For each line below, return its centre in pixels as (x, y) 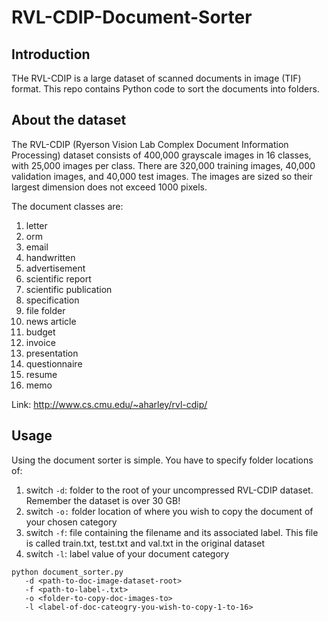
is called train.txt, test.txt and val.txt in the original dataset (145, 543)
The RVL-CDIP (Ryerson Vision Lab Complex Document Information (150, 144)
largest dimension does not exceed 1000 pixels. (109, 187)
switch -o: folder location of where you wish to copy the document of (169, 511)
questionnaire (54, 363)
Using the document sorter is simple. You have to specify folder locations (162, 460)
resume (41, 374)
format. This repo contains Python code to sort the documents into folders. (165, 89)
